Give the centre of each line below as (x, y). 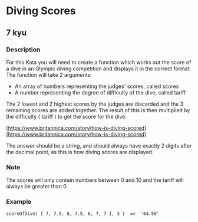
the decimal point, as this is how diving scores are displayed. (80, 152)
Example (19, 202)
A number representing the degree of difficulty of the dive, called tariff (100, 92)
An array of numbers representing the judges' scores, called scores (97, 86)
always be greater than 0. (37, 187)
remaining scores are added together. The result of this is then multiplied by (98, 110)
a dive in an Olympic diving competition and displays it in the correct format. (99, 68)
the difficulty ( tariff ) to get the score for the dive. (66, 116)
